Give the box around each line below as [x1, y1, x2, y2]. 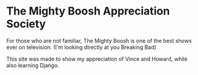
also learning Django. [6, 62, 59, 69]
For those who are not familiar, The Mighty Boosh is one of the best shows [6, 37, 192, 44]
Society [6, 17, 46, 31]
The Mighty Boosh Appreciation [6, 4, 170, 18]
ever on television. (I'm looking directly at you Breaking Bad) [6, 44, 156, 51]
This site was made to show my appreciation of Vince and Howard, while [6, 55, 188, 62]
